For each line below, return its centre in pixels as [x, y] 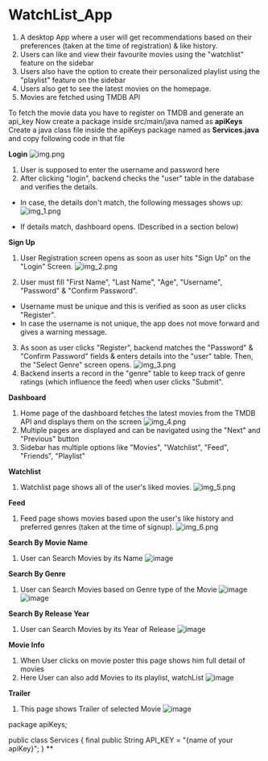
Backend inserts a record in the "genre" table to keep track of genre [132, 373]
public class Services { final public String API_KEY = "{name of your [121, 740]
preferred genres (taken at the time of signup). [97, 526]
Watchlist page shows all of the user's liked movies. [105, 487]
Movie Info [27, 645]
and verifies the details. [59, 186]
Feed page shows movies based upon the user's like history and [127, 518]
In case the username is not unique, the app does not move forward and [140, 323]
